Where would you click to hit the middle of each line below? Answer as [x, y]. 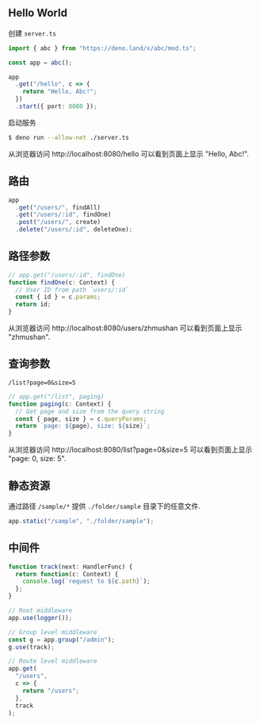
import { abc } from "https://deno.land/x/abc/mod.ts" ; [102, 48]
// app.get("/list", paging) [56, 396]
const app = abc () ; [40, 63]
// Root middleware [40, 610]
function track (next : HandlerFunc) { [71, 567]
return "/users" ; [51, 691]
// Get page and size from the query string [90, 411]
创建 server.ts [32, 33]
